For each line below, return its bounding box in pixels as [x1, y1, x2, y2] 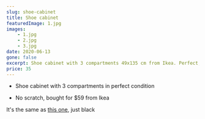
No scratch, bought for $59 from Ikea [15, 94, 110, 101]
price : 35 [6, 65, 32, 72]
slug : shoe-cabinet [6, 9, 56, 15]
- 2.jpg [17, 37, 37, 43]
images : [6, 26, 26, 32]
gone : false [6, 54, 37, 60]
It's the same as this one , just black [6, 106, 95, 114]
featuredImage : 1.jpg [6, 20, 62, 26]
